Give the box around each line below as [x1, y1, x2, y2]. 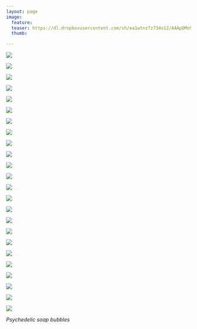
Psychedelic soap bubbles [6, 316, 70, 323]
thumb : [11, 31, 28, 36]
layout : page [6, 8, 38, 15]
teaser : [11, 25, 30, 31]
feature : [11, 19, 33, 25]
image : [6, 14, 22, 20]
